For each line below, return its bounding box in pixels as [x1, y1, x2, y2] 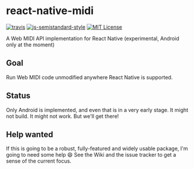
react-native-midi [6, 4, 94, 18]
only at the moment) [6, 41, 55, 48]
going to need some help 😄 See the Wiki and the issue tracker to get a [6, 151, 176, 158]
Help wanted [6, 129, 54, 139]
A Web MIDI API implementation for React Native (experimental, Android [6, 35, 179, 42]
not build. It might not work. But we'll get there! [6, 113, 119, 120]
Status [6, 91, 31, 101]
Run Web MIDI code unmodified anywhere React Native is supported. [6, 73, 173, 80]
